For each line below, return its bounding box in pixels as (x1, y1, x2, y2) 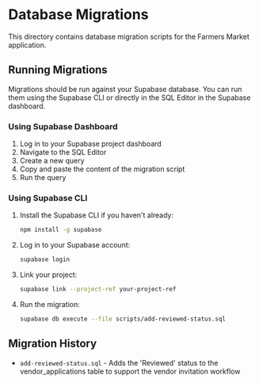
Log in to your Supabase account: (19, 240, 131, 250)
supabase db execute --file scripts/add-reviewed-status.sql (19, 315, 227, 323)
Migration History (8, 337, 97, 351)
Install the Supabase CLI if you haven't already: (19, 210, 174, 220)
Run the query (19, 173, 67, 182)
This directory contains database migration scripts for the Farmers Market (8, 32, 249, 41)
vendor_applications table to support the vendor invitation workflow (19, 367, 241, 376)
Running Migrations (8, 63, 109, 77)
